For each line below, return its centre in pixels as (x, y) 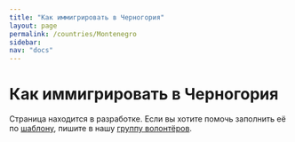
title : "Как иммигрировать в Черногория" (87, 17)
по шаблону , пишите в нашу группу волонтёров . (101, 129)
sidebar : (25, 42)
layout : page (33, 26)
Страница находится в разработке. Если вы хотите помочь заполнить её (147, 119)
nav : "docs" (31, 51)
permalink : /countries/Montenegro (73, 34)
